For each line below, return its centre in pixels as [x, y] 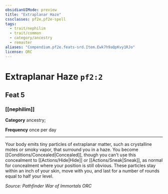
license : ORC [19, 52]
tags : [11, 24]
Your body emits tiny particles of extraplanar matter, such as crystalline [78, 144]
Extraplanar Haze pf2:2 [54, 76]
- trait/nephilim [28, 29]
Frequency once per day [31, 130]
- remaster [21, 43]
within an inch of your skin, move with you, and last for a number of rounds [82, 171]
